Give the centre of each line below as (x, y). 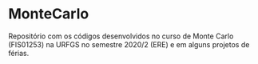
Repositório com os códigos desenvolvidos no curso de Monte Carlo (121, 36)
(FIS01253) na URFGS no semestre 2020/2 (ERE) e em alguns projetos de (129, 44)
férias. (19, 53)
